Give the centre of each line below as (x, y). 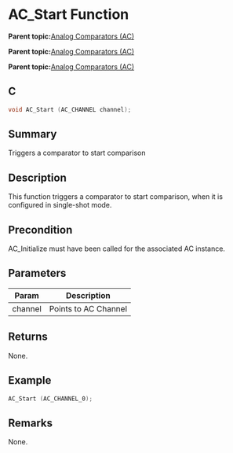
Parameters (37, 273)
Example (30, 380)
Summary (33, 134)
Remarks (31, 423)
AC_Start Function (69, 15)
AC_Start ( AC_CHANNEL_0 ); (50, 399)
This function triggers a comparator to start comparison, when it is (116, 197)
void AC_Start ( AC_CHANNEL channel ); (70, 109)
